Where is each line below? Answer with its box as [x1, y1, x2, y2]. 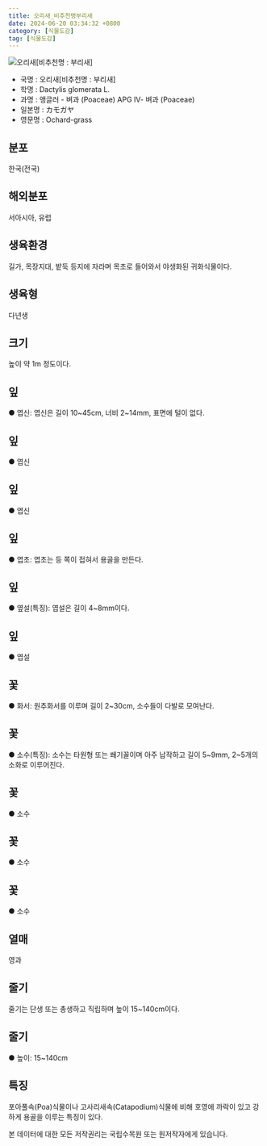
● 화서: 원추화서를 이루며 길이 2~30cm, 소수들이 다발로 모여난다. [8, 701, 215, 710]
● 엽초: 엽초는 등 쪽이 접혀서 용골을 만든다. [8, 554, 144, 564]
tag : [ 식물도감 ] [8, 34, 56, 43]
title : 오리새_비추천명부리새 [8, 11, 93, 20]
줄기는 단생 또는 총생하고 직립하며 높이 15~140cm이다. [8, 1004, 180, 1014]
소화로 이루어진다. [8, 759, 65, 769]
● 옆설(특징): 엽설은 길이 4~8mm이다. [8, 603, 131, 613]
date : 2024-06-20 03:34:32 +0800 [8, 19, 121, 27]
